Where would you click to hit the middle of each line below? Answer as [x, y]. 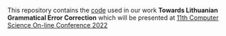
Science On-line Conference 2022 [58, 25]
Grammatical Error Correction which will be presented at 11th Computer [113, 18]
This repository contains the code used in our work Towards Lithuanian [113, 10]
